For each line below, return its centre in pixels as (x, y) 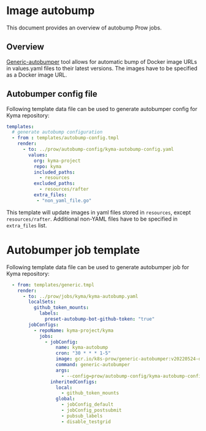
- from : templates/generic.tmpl (53, 285)
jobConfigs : (44, 325)
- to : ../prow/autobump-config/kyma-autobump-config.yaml (98, 150)
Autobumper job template (73, 250)
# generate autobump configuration (57, 132)
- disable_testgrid (86, 421)
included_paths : (54, 172)
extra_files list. (27, 225)
